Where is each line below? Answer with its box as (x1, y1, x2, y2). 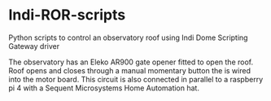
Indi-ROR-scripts (8, 6, 126, 24)
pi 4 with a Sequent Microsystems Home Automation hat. (8, 83, 199, 93)
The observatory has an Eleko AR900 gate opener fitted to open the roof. (8, 57, 254, 67)
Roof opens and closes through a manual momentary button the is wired (8, 65, 251, 75)
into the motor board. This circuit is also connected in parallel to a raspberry (8, 74, 264, 84)
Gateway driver (8, 41, 59, 50)
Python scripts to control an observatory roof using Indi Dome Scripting (8, 33, 248, 42)
